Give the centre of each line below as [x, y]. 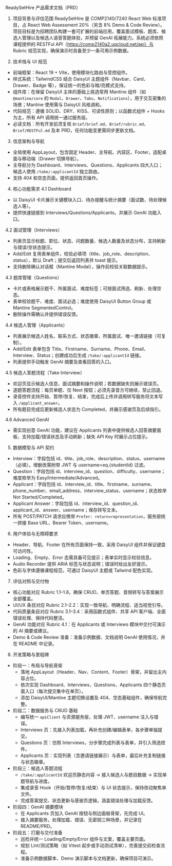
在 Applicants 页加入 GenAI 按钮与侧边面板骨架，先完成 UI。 [84, 813]
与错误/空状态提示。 [34, 247]
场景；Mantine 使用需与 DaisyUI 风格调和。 [58, 105]
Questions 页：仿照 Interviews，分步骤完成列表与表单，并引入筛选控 [93, 743]
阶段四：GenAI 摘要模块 [38, 807]
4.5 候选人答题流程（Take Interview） [45, 373]
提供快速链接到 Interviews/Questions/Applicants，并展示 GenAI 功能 [85, 213]
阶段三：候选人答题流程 [37, 768]
